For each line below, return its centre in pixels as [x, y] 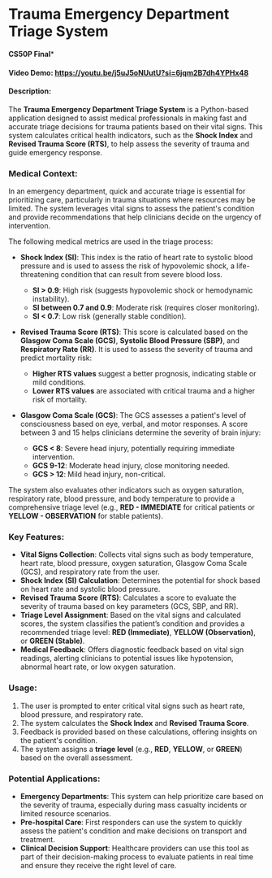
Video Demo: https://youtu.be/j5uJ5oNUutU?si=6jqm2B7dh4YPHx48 [129, 72]
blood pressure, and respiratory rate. [82, 714]
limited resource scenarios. [66, 813]
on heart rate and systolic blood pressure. [90, 589]
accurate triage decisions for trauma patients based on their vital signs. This [136, 126]
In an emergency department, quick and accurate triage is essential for [127, 191]
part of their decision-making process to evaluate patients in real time [137, 856]
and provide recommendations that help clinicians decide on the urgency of [135, 217]
